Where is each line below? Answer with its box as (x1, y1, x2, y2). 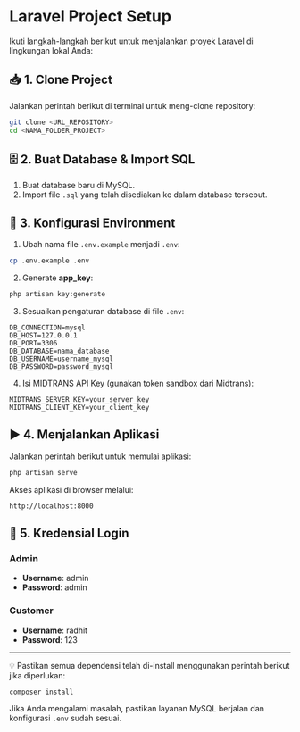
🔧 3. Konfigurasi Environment (9, 215, 176, 230)
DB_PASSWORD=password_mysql (9, 362, 114, 371)
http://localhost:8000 (9, 502, 94, 511)
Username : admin (21, 573, 89, 584)
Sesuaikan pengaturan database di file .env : (21, 305, 185, 316)
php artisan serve (9, 468, 78, 477)
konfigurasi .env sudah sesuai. (9, 712, 122, 724)
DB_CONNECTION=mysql (9, 323, 87, 332)
